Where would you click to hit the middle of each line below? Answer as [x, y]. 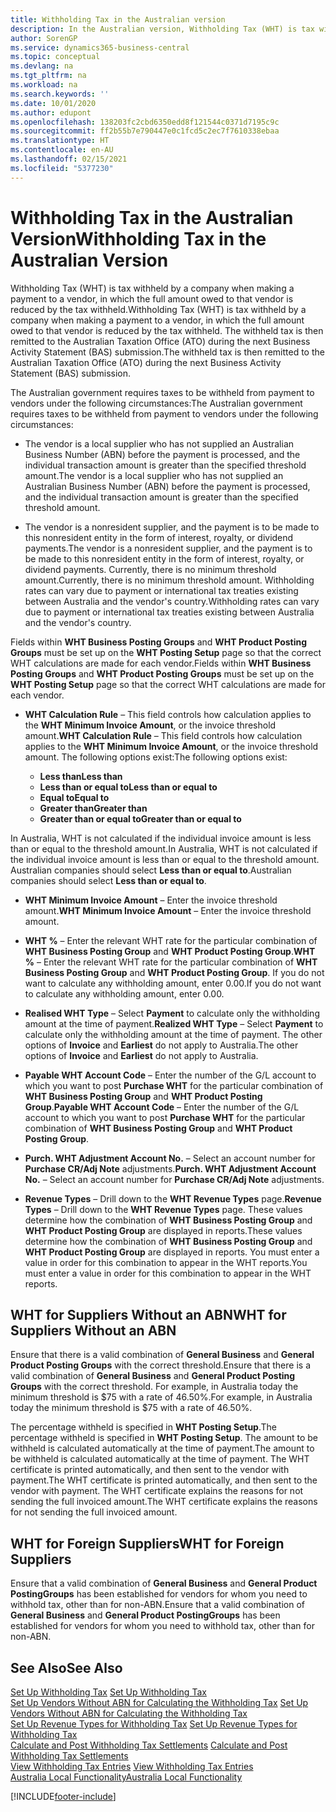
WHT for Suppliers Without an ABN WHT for [148, 1314]
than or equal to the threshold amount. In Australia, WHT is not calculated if [164, 848]
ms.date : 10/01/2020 [53, 103]
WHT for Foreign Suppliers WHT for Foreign [147, 1543]
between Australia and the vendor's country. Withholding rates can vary [172, 601]
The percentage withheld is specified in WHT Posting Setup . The [143, 1427]
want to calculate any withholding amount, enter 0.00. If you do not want [173, 983]
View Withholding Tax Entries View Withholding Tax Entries [132, 1766]
